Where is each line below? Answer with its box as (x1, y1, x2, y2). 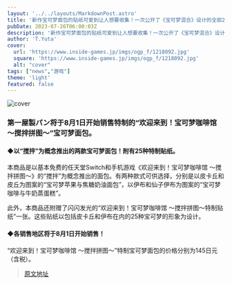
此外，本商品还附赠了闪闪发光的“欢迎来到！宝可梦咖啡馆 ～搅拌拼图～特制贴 (7, 204, 224, 212)
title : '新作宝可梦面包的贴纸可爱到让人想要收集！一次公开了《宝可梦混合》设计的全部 (7, 17, 222, 23)
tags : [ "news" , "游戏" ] (7, 68, 70, 74)
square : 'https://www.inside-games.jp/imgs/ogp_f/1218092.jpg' (13, 55, 199, 62)
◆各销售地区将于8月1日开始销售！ (7, 229, 105, 238)
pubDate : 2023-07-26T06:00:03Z (7, 23, 97, 30)
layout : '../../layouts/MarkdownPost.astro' (7, 10, 137, 17)
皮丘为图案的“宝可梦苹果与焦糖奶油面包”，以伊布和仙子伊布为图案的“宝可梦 (7, 181, 221, 189)
